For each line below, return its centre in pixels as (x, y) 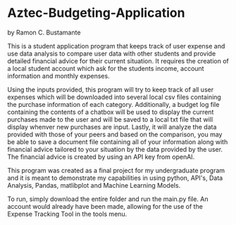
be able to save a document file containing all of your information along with (118, 141)
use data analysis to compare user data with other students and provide (112, 53)
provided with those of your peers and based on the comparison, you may (115, 134)
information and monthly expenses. (59, 76)
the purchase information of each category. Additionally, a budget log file (113, 104)
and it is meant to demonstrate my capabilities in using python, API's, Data (115, 178)
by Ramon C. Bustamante (44, 32)
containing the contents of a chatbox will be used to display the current (111, 112)
